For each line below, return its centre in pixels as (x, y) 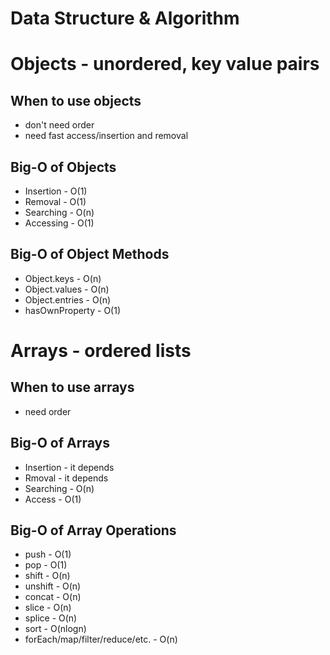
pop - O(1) (46, 565)
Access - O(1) (53, 499)
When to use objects (76, 100)
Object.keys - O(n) (63, 278)
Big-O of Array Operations (93, 530)
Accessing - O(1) (59, 223)
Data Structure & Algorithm (125, 18)
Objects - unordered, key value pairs (165, 64)
